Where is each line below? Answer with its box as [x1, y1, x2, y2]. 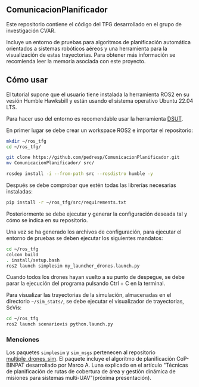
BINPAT [6, 361, 25, 369]
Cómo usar [6, 75, 48, 85]
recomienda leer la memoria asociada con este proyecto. [6, 57, 146, 64]
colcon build [6, 251, 39, 257]
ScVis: [6, 304, 22, 311]
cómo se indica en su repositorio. [6, 216, 88, 223]
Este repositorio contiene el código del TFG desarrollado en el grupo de [6, 20, 182, 27]
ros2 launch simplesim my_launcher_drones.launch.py [6, 263, 140, 269]
